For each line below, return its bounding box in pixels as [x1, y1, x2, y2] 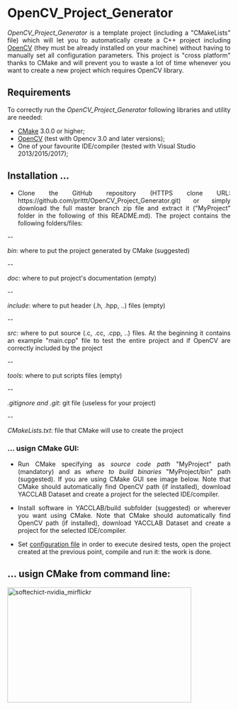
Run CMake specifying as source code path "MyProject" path [17, 459, 231, 468]
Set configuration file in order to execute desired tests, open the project [17, 540, 231, 548]
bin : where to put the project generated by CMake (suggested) [7, 246, 190, 254]
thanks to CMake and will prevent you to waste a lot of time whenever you [7, 58, 231, 67]
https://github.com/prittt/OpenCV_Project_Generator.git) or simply [17, 196, 231, 205]
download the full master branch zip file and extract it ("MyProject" [17, 203, 231, 212]
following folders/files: [17, 218, 84, 227]
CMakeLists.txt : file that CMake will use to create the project [7, 426, 183, 434]
